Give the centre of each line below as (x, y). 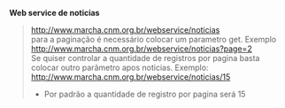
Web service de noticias (54, 13)
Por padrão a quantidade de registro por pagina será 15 (145, 94)
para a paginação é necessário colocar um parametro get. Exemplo (154, 39)
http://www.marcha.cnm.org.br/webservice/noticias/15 (131, 77)
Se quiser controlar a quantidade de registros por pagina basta (145, 58)
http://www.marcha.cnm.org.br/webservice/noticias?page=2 (141, 49)
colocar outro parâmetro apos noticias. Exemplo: (119, 67)
